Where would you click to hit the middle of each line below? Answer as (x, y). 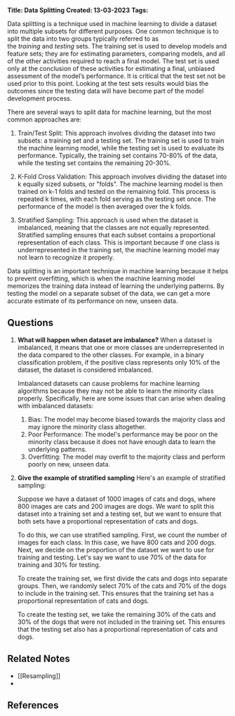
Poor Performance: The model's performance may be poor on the (123, 434)
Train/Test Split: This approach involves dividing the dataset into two (116, 133)
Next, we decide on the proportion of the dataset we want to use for (116, 549)
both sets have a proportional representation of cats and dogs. (108, 521)
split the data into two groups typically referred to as (83, 39)
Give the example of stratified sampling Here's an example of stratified (121, 478)
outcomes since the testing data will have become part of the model (106, 91)
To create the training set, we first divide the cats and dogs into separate (122, 578)
